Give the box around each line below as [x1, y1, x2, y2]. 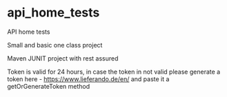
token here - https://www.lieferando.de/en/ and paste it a [7, 74, 170, 83]
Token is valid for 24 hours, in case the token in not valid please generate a [7, 67, 221, 76]
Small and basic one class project [7, 41, 103, 49]
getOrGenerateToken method [7, 82, 90, 90]
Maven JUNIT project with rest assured [7, 54, 119, 63]
